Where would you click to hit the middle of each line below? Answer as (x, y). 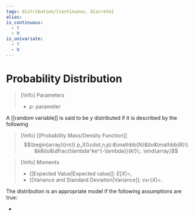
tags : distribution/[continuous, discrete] (60, 11)
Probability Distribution (64, 78)
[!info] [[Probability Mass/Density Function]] (74, 135)
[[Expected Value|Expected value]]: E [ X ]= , (81, 173)
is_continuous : (25, 22)
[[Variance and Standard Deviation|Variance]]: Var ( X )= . (96, 180)
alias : (14, 17)
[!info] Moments (40, 162)
